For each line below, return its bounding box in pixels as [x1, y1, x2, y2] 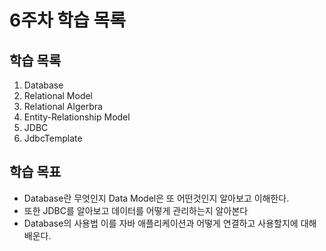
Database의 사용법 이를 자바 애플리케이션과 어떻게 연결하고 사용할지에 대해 [23, 217, 317, 229]
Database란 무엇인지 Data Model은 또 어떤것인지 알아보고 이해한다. [23, 192, 290, 204]
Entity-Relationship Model [23, 111, 131, 123]
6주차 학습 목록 [9, 9, 127, 32]
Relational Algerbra [23, 101, 103, 112]
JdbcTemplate [23, 132, 83, 144]
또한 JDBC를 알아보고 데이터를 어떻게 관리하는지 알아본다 [23, 204, 249, 216]
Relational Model [23, 90, 94, 101]
